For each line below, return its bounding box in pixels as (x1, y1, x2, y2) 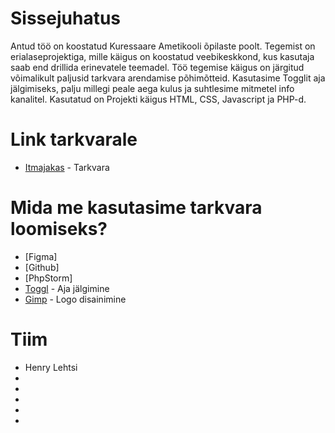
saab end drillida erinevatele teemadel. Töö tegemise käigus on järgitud (10, 61, 305, 73)
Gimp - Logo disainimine (24, 293, 127, 305)
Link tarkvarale (10, 128, 138, 151)
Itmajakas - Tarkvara (24, 161, 110, 173)
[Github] (24, 261, 60, 273)
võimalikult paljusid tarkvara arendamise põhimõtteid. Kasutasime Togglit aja (10, 72, 326, 84)
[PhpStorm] (24, 272, 73, 284)
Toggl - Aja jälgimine (24, 282, 110, 294)
